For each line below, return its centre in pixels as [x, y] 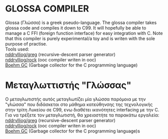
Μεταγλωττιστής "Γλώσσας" [68, 85]
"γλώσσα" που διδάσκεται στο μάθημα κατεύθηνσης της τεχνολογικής [79, 104]
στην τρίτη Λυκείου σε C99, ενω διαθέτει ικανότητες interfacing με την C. [82, 109]
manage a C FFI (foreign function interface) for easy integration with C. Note [84, 33]
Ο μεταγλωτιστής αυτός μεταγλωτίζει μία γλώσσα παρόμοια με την [76, 99]
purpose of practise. [26, 43]
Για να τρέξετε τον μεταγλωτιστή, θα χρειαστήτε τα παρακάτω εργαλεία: [82, 115]
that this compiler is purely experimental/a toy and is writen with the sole [80, 38]
